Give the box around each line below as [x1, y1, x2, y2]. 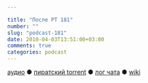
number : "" [7, 22, 39, 30]
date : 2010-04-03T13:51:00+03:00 [7, 36, 105, 43]
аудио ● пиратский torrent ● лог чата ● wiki [7, 68, 141, 76]
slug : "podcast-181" [7, 29, 68, 36]
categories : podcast [7, 49, 68, 56]
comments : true [7, 43, 52, 50]
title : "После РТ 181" [7, 16, 73, 23]
